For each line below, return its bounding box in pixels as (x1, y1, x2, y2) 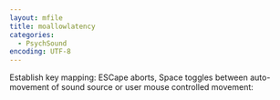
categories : (9, 30, 55, 39)
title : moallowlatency (9, 22, 96, 31)
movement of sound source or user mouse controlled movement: (9, 82, 254, 93)
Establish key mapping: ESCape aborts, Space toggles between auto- (9, 72, 271, 83)
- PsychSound (17, 38, 67, 48)
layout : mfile (9, 13, 64, 23)
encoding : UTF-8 (9, 47, 71, 56)
